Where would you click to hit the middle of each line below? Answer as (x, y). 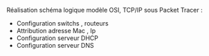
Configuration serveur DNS (55, 45)
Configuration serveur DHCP (57, 38)
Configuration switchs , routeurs (62, 23)
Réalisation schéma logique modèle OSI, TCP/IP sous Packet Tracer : (104, 10)
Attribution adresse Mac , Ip (56, 31)
